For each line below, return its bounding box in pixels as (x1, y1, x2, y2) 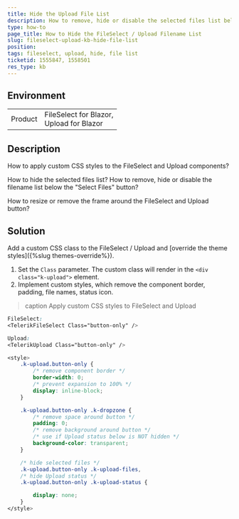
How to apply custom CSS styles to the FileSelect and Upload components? (7, 161, 230, 171)
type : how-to (7, 23, 46, 31)
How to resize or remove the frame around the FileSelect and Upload (7, 197, 209, 205)
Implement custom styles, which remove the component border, (17, 280, 206, 289)
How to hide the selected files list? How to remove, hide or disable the (7, 176, 212, 184)
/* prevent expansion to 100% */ (33, 381, 132, 388)
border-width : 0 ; (33, 374, 84, 381)
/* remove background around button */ (33, 427, 152, 434)
